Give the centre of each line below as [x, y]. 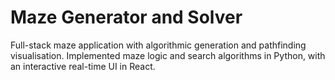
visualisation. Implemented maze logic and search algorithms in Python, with [168, 55]
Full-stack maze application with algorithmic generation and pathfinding [158, 45]
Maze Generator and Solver [126, 17]
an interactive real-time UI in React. [83, 66]
